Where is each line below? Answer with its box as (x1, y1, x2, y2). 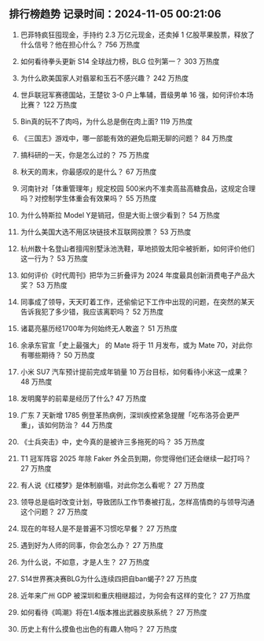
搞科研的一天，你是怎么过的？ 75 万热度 (20, 150, 150, 159)
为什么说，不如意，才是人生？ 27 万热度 (20, 557, 150, 566)
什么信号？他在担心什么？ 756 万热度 (20, 39, 141, 49)
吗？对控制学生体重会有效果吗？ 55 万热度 (20, 193, 157, 203)
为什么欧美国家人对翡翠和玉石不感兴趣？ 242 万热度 (20, 73, 189, 83)
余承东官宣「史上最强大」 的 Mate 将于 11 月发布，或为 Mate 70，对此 (20, 340, 246, 349)
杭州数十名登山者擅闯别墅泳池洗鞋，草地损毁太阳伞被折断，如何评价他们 (20, 244, 255, 253)
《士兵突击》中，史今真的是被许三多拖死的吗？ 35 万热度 (20, 437, 205, 446)
